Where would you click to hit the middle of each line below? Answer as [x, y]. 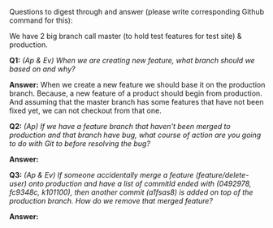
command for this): [41, 20]
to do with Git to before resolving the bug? [80, 144]
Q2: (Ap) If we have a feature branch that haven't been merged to [120, 126]
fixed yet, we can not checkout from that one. [85, 110]
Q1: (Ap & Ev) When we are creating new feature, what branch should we [132, 60]
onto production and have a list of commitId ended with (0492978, [140, 183]
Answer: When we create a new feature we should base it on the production [137, 85]
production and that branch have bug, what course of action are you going [135, 135]
